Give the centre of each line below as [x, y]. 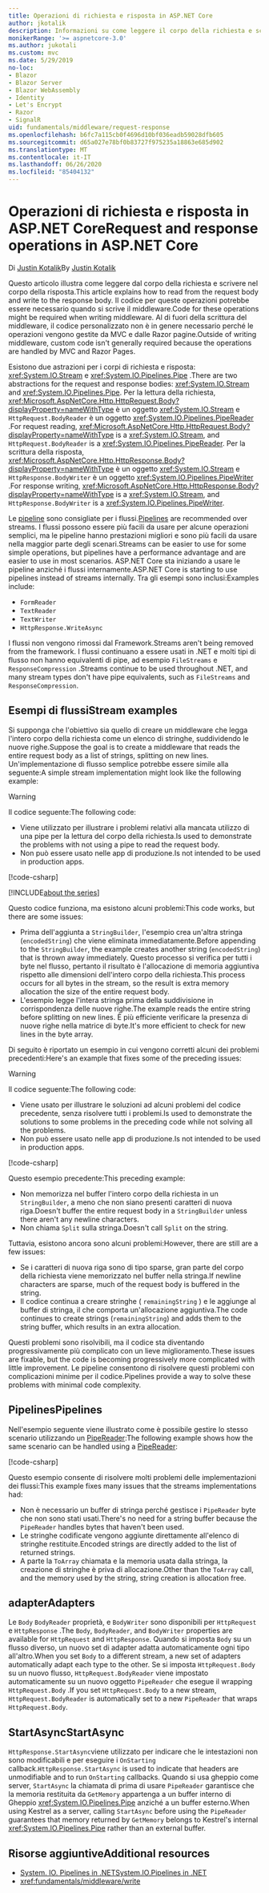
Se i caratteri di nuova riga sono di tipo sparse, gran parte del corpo [132, 1267]
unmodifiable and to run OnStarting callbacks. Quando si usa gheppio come [133, 1777]
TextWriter [38, 620]
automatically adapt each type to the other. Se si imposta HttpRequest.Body [132, 1665]
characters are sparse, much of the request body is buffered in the [130, 1284]
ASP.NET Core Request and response [133, 229]
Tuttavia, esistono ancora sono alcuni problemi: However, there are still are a [133, 1243]
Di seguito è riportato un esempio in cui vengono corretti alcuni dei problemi [134, 1049]
